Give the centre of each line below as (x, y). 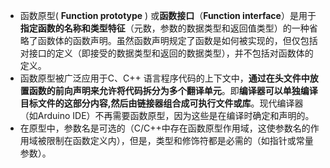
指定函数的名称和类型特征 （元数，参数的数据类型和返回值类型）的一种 (164, 28)
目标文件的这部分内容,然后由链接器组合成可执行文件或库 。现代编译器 (161, 103)
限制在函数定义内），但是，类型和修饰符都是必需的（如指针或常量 (180, 140)
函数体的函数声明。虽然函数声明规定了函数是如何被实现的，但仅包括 (177, 40)
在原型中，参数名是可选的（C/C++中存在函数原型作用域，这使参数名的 (165, 128)
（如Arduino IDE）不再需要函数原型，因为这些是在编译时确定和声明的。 (167, 115)
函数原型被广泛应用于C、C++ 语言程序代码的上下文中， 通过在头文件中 (164, 78)
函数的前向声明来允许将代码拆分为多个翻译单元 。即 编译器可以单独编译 (173, 90)
